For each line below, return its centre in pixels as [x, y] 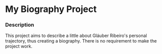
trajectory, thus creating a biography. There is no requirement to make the [81, 41]
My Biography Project [51, 9]
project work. [19, 46]
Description [20, 25]
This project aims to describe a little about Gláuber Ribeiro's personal [76, 35]
